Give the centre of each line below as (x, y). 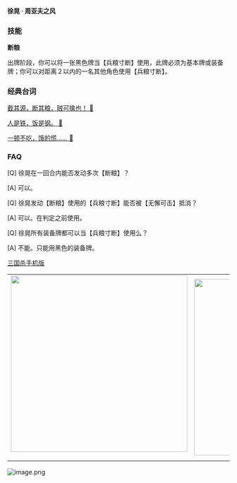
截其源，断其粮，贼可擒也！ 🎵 (50, 108)
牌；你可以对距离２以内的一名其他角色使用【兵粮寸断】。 (89, 71)
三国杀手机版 (26, 263)
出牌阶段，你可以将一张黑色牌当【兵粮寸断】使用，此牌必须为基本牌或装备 (115, 62)
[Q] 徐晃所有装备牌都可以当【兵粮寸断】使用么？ (78, 233)
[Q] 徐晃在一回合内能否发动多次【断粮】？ (68, 173)
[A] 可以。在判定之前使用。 (47, 218)
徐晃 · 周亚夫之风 (32, 11)
